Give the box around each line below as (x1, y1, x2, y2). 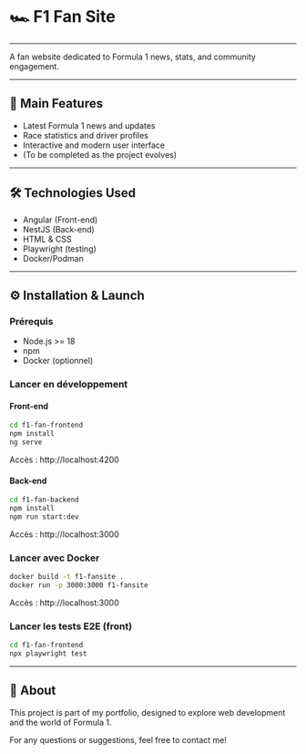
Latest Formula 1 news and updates (22, 119, 156, 131)
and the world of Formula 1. (9, 717, 112, 728)
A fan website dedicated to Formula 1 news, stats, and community (9, 51, 257, 62)
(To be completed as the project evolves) (22, 149, 178, 160)
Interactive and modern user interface (22, 139, 166, 150)
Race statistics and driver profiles (22, 129, 148, 140)
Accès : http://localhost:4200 (9, 454, 120, 465)
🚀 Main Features (9, 96, 103, 111)
